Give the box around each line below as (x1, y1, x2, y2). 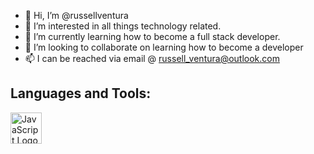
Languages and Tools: (10, 85, 152, 102)
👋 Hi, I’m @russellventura (24, 10, 129, 21)
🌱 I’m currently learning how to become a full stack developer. (24, 31, 281, 42)
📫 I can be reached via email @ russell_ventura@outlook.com (24, 53, 280, 64)
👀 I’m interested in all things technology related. (24, 20, 222, 32)
